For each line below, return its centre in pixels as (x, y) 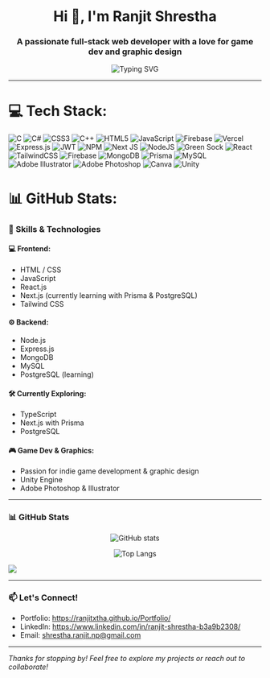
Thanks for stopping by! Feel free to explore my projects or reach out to (127, 658)
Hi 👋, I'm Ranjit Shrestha (135, 17)
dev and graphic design (135, 52)
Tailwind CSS (42, 304)
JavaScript (38, 278)
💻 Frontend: (29, 249)
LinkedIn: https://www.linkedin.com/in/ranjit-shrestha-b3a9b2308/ (130, 626)
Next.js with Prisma (52, 423)
